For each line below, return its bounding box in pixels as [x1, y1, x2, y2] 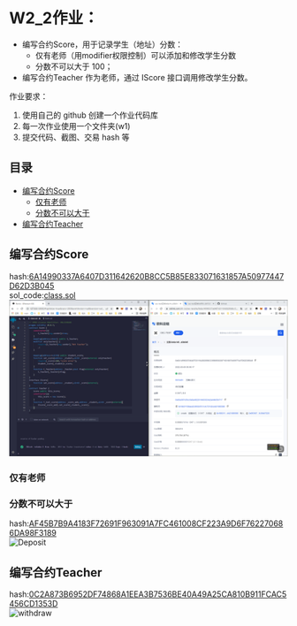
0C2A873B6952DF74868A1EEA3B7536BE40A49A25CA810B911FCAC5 [28, 589, 287, 599]
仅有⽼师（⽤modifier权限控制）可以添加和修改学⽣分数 [34, 50, 237, 60]
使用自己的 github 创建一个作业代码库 [21, 110, 159, 120]
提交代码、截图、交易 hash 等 [21, 132, 130, 142]
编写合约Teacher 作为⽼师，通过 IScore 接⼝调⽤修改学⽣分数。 [21, 72, 253, 82]
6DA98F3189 [9, 528, 57, 538]
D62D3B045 [9, 280, 55, 291]
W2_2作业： [9, 8, 99, 28]
